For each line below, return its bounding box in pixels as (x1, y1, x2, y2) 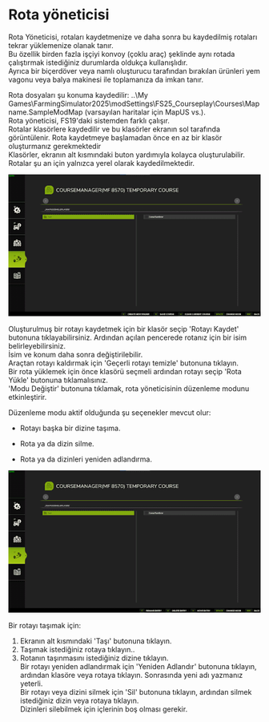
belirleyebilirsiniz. (8, 341, 66, 351)
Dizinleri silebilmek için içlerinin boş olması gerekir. (19, 704, 188, 714)
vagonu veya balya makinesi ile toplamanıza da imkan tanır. (8, 75, 204, 84)
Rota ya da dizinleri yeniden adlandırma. (19, 454, 152, 464)
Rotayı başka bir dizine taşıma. (19, 423, 122, 434)
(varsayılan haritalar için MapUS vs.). (84, 107, 207, 117)
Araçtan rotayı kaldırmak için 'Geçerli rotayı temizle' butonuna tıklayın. (8, 358, 239, 368)
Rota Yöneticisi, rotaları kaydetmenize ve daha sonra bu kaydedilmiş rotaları (8, 32, 258, 42)
